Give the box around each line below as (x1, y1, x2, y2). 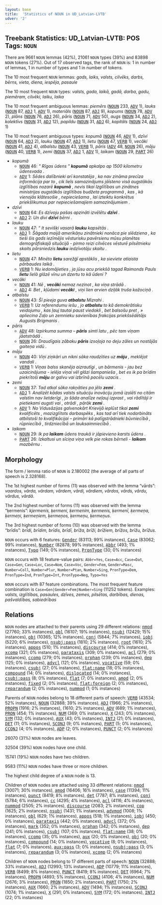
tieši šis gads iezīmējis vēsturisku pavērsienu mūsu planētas (19, 236, 140, 241)
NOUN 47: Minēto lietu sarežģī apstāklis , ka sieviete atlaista (19, 256, 138, 262)
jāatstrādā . (19, 333, 43, 339)
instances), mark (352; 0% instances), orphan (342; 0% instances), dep (5, 823, 150, 829)
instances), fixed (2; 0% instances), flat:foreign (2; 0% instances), (5, 680, 148, 686)
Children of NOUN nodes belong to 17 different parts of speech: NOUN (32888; (5, 858, 156, 864)
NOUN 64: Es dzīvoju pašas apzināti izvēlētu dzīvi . (19, 209, 120, 216)
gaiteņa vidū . (19, 344, 47, 349)
